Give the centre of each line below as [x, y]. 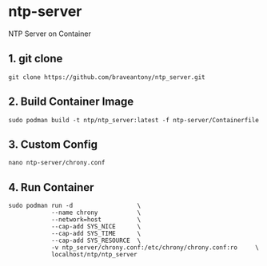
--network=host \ [96, 220]
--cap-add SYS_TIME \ [96, 234]
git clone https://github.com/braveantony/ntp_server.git [107, 77]
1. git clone [36, 59]
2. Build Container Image [71, 102]
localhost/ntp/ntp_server [94, 255]
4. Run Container [51, 187]
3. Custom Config [53, 144]
